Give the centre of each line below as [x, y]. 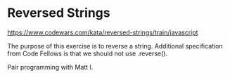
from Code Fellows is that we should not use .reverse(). [87, 53]
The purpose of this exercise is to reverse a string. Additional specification [115, 46]
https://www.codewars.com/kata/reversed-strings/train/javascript [103, 32]
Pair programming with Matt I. [50, 67]
